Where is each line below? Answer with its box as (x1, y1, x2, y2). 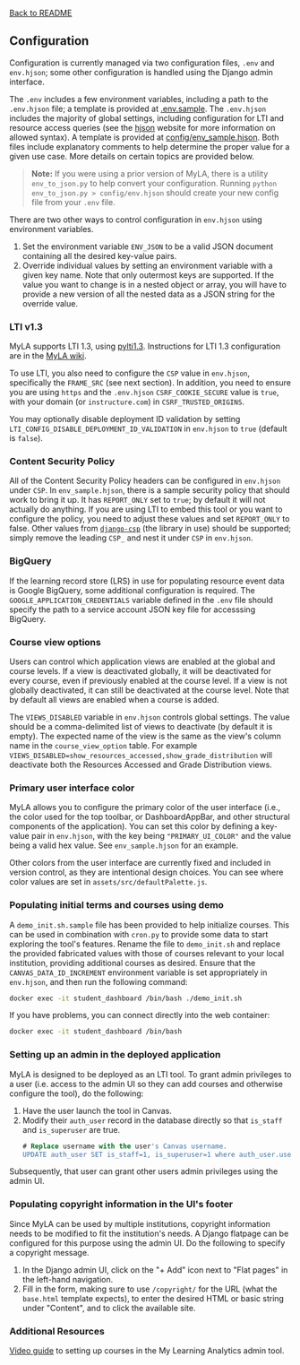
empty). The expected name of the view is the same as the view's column (9, 730, 282, 741)
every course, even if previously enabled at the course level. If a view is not (9, 676, 288, 686)
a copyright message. (9, 1247, 90, 1257)
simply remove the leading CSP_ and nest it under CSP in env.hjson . (9, 532, 253, 543)
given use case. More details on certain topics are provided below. (9, 151, 255, 161)
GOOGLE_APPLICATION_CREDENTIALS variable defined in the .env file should (9, 594, 273, 605)
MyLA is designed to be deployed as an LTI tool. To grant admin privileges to (9, 1068, 292, 1079)
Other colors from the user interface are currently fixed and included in (9, 858, 271, 868)
